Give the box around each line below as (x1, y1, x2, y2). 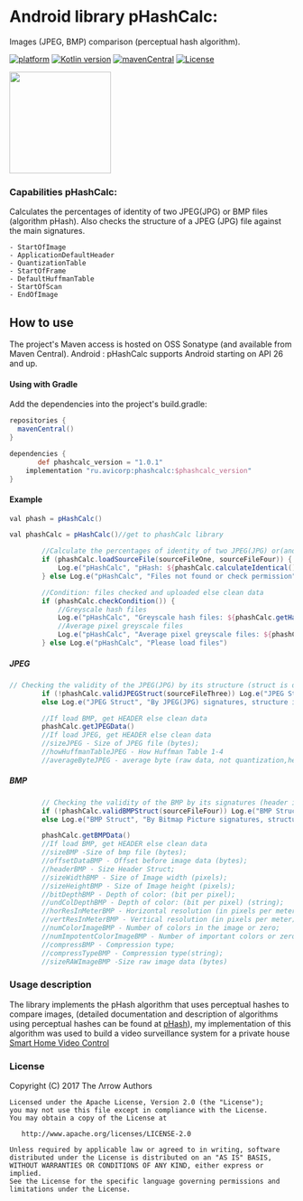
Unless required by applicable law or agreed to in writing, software (9, 1145, 280, 1154)
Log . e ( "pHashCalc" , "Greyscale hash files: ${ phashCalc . (57, 613, 277, 622)
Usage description (9, 978, 92, 991)
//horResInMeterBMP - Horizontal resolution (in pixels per (41, 907, 272, 916)
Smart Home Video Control (9, 1037, 110, 1048)
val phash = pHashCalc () (9, 514, 103, 523)
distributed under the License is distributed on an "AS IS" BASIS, (9, 1153, 272, 1162)
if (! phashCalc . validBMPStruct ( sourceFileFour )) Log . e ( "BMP (41, 806, 272, 815)
